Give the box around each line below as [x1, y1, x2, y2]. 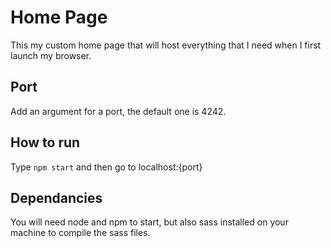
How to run [10, 134, 81, 151]
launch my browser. [10, 49, 92, 61]
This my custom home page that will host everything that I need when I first [10, 39, 322, 51]
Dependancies [10, 189, 103, 206]
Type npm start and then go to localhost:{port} [10, 161, 203, 173]
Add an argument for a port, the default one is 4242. [10, 105, 227, 117]
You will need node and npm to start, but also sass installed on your [10, 216, 289, 228]
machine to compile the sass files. [10, 227, 151, 239]
